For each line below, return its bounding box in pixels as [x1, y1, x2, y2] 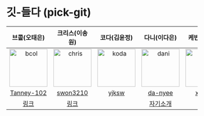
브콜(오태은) [12, 33, 46, 42]
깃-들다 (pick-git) [6, 5, 92, 19]
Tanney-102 [10, 88, 47, 97]
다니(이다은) [143, 33, 177, 42]
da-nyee [148, 88, 173, 97]
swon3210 [56, 88, 88, 97]
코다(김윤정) [100, 33, 134, 42]
